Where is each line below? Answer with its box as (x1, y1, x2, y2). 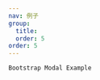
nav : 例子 (8, 11, 39, 20)
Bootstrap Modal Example (8, 64, 92, 73)
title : (15, 27, 38, 35)
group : (8, 19, 31, 27)
